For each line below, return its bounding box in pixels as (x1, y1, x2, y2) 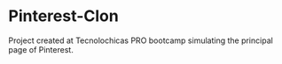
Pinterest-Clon (8, 6, 119, 26)
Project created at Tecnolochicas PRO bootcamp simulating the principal (8, 35, 274, 46)
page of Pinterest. (8, 44, 74, 54)
